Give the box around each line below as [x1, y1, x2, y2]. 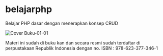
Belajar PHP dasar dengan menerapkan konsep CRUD [5, 20, 118, 26]
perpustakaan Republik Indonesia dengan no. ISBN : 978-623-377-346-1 [5, 45, 158, 51]
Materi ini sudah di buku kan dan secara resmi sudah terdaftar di [5, 39, 141, 46]
